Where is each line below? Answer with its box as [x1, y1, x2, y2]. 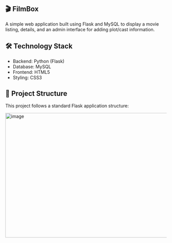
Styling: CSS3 [12, 74, 42, 80]
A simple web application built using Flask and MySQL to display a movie [5, 21, 159, 27]
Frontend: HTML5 [12, 69, 50, 75]
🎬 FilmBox [5, 5, 39, 13]
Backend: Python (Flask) [12, 58, 65, 64]
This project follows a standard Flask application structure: [5, 103, 129, 109]
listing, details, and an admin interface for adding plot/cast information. [5, 26, 155, 32]
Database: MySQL [12, 64, 51, 70]
